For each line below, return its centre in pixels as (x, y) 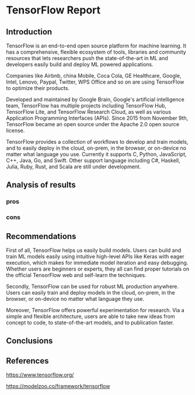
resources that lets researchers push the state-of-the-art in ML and (87, 58)
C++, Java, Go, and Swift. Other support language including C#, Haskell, (93, 160)
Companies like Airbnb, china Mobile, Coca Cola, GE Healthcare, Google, (94, 76)
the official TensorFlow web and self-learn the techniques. (76, 275)
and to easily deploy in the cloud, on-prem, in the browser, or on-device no (96, 148)
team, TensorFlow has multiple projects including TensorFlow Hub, (86, 105)
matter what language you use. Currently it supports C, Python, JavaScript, (96, 154)
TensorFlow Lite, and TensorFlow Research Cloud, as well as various (88, 112)
